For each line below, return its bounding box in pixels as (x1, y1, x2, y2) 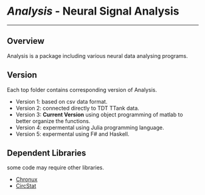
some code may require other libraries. (7, 164, 105, 171)
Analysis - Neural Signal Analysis (7, 4, 179, 18)
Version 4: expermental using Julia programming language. (15, 124, 164, 131)
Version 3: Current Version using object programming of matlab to (15, 111, 183, 118)
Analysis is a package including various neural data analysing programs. (7, 52, 188, 59)
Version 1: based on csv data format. (15, 97, 108, 105)
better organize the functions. (15, 117, 91, 124)
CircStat (15, 182, 36, 190)
